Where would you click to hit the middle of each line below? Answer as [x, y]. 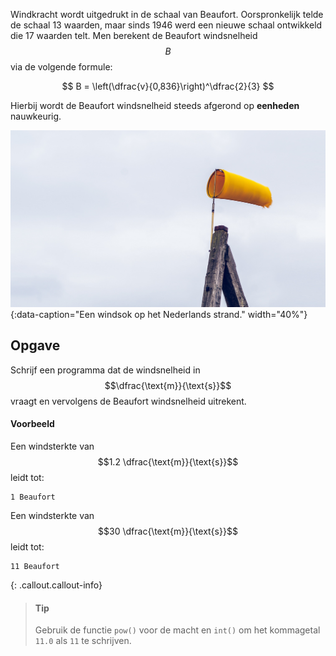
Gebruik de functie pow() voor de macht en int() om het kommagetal [177, 630]
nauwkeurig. [36, 116]
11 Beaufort [35, 567]
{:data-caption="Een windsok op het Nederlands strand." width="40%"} [159, 314]
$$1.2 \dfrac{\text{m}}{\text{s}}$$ [168, 462]
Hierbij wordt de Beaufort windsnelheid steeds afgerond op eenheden [155, 105]
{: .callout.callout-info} [56, 585]
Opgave [35, 345]
